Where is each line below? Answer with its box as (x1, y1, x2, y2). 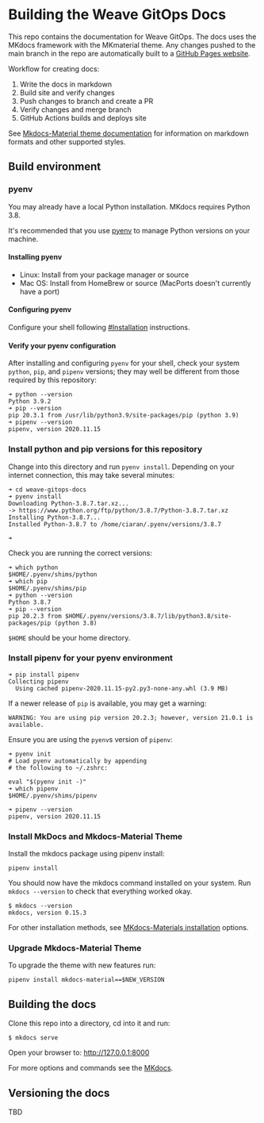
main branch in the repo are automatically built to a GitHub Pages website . (8, 48, 251, 58)
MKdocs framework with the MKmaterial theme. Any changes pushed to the (8, 40, 256, 49)
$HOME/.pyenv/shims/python (8, 570, 98, 579)
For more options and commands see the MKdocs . (8, 1063, 174, 1073)
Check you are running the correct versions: (8, 548, 153, 557)
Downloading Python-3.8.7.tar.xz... (8, 499, 129, 507)
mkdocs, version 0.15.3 (8, 909, 87, 917)
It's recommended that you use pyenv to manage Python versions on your (8, 225, 251, 235)
